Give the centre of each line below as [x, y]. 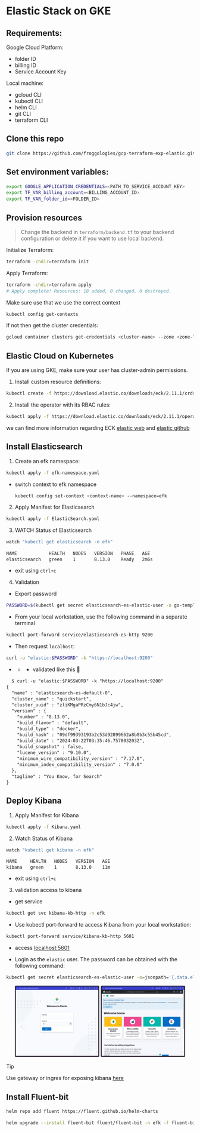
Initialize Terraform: [30, 250]
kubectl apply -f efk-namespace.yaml [53, 473]
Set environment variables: [57, 172]
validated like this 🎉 [56, 669]
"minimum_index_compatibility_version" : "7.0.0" [80, 765]
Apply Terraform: [27, 273]
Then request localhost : [45, 646]
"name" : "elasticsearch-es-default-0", [62, 693]
